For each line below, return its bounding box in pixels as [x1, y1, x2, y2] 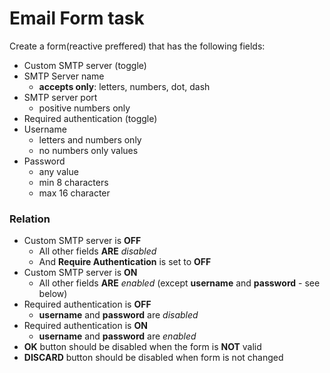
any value [38, 165, 79, 177]
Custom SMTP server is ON [23, 267, 138, 279]
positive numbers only [38, 102, 131, 114]
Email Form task [9, 7, 145, 30]
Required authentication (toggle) [23, 112, 158, 124]
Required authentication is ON [23, 320, 148, 332]
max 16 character [38, 187, 111, 199]
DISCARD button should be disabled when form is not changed [23, 352, 284, 364]
